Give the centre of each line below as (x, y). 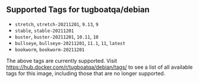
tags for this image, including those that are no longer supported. (86, 73)
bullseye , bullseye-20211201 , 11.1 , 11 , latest (70, 43)
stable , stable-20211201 (44, 30)
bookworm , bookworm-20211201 (50, 49)
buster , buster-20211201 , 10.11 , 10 (57, 36)
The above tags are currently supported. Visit (62, 60)
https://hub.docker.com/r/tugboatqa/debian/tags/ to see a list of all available (99, 67)
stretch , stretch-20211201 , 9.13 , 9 (57, 24)
